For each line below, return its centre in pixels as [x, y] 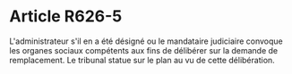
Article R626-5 [66, 16]
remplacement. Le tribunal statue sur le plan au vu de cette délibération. [142, 60]
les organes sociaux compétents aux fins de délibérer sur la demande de [144, 50]
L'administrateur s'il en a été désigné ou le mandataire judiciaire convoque [146, 41]
